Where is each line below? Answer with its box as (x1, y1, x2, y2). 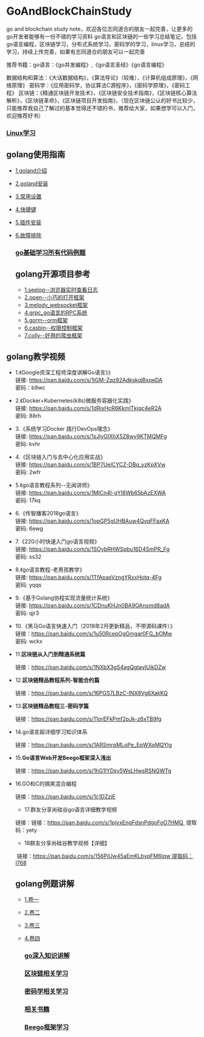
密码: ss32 (15, 553, 41, 561)
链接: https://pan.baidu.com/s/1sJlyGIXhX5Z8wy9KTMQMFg (15, 433, 167, 440)
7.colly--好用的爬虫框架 (24, 332, 83, 339)
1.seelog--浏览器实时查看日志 (24, 286, 99, 294)
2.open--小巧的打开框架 (24, 294, 85, 301)
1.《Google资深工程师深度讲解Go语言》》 (15, 369, 114, 376)
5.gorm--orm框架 (24, 317, 68, 324)
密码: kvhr (15, 441, 41, 448)
